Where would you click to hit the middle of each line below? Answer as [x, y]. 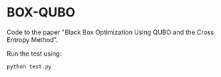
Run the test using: [34, 53]
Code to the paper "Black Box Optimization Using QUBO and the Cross [110, 32]
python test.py [29, 66]
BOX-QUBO [41, 12]
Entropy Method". [32, 39]
